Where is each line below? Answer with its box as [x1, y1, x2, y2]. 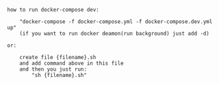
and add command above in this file [19, 60, 125, 67]
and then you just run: [19, 66, 88, 73]
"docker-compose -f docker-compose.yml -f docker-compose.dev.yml [19, 18, 213, 25]
